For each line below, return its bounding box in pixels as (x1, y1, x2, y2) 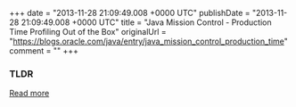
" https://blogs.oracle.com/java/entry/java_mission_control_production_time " (9, 36, 288, 46)
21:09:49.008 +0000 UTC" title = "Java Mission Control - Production (21, 17, 272, 28)
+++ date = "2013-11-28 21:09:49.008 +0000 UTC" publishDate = (9, 8, 251, 18)
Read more (9, 88, 50, 99)
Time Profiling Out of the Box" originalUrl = (9, 27, 167, 37)
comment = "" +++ (9, 45, 78, 56)
